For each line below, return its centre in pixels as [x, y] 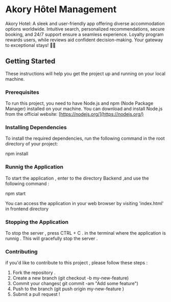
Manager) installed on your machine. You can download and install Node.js [84, 109]
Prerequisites [22, 92]
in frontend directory [27, 209]
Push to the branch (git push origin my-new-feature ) [68, 289]
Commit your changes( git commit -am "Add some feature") [76, 284]
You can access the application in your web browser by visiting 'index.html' [84, 203]
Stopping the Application [37, 222]
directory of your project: [32, 144]
